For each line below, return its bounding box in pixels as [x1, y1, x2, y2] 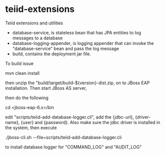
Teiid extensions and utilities [5, 20, 64, 26]
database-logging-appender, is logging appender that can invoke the [12, 40, 154, 46]
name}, [5, 119, 20, 125]
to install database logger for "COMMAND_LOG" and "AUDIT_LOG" [5, 144, 142, 150]
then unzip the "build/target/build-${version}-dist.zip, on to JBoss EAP [5, 80, 150, 86]
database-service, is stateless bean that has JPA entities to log [12, 29, 142, 35]
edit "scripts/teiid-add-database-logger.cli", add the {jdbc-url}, [5, 114, 134, 120]
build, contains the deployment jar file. [12, 51, 91, 57]
